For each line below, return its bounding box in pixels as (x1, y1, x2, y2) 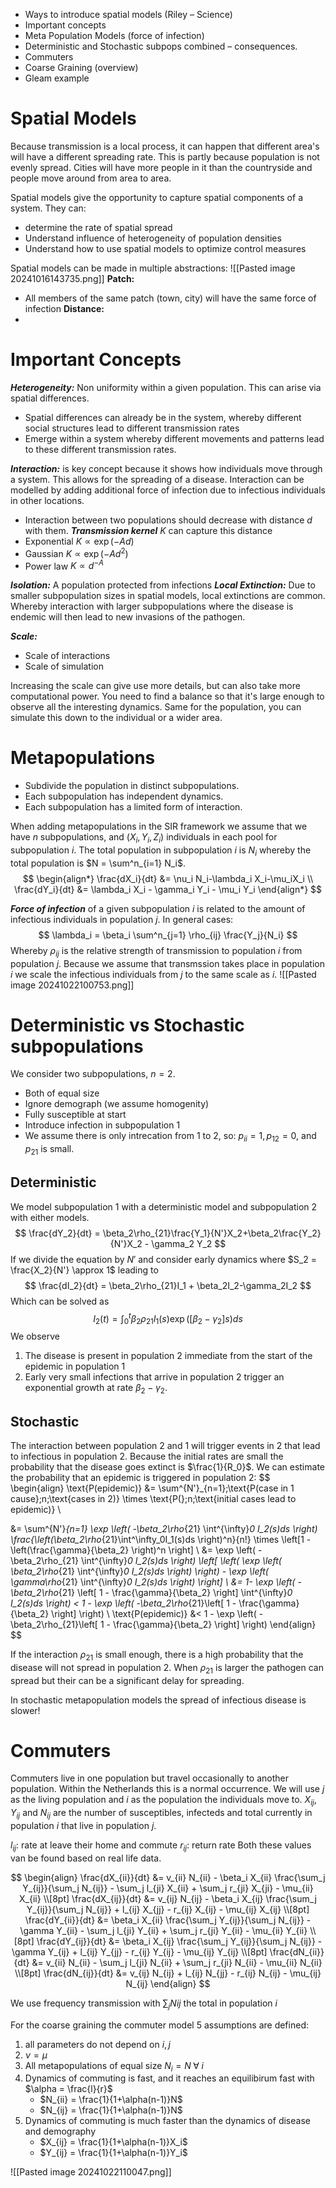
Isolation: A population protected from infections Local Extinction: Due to (10, 579, 316, 591)
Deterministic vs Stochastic (10, 1014, 245, 1036)
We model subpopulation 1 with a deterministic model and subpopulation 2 (10, 1200, 318, 1213)
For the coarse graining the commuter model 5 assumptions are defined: (10, 2019, 309, 2031)
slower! (10, 1704, 41, 1716)
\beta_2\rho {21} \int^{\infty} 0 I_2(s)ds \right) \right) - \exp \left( (10, 1565, 269, 1577)
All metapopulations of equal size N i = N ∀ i (24, 2059, 204, 2074)
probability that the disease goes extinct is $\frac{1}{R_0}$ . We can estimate (10, 1460, 325, 1473)
